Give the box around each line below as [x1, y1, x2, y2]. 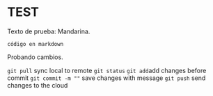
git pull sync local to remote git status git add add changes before [7, 66, 207, 74]
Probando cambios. [7, 53, 64, 61]
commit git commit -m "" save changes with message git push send [7, 74, 206, 82]
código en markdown [7, 40, 64, 47]
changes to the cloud [7, 81, 68, 89]
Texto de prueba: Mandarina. [7, 27, 90, 35]
